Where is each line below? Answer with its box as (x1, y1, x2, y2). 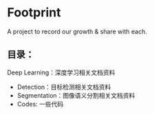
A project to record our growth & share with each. (7, 27, 148, 35)
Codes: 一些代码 (16, 100, 64, 108)
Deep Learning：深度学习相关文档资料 (7, 68, 115, 76)
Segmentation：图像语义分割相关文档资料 (16, 91, 135, 100)
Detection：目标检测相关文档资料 (16, 83, 111, 91)
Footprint (7, 5, 61, 20)
